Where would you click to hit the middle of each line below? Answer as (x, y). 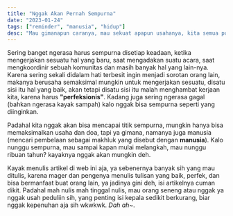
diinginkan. (23, 112)
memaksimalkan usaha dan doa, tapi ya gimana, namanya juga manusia (109, 133)
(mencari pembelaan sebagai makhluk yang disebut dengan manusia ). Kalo (115, 140)
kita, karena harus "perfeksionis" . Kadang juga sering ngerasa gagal (106, 97)
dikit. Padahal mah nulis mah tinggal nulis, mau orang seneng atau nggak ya (115, 190)
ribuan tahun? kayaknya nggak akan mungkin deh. (79, 155)
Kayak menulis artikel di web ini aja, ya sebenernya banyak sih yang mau (111, 168)
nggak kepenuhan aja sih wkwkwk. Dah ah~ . (71, 205)
